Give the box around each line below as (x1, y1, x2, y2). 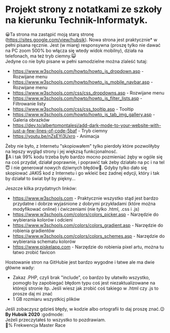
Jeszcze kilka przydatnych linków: (5, 185, 77, 191)
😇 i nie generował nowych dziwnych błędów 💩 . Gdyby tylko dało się (5, 164, 147, 171)
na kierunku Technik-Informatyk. (5, 14, 148, 26)
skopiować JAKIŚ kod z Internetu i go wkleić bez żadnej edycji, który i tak (5, 170, 160, 176)
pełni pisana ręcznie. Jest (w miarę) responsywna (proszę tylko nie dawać (5, 42, 161, 48)
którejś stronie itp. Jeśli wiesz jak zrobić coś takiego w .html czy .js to (12, 285, 159, 291)
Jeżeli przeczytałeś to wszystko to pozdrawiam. (5, 317, 106, 323)
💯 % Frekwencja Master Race (5, 322, 66, 328)
